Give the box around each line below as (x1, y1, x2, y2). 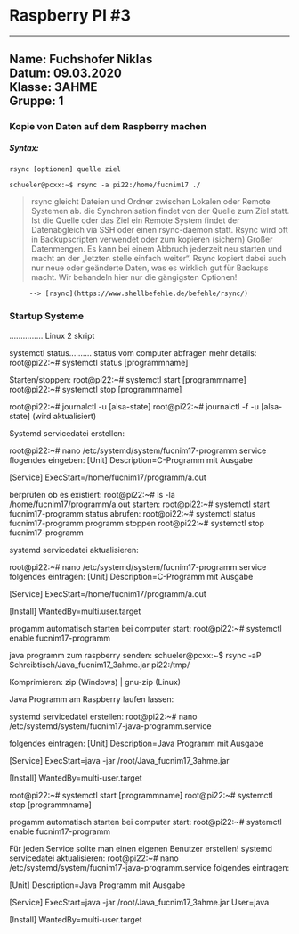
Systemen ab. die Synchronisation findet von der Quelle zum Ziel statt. (30, 206, 290, 217)
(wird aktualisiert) (32, 410, 97, 421)
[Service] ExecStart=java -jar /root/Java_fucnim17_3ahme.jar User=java (9, 897, 270, 907)
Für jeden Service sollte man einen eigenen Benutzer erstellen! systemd (9, 843, 273, 854)
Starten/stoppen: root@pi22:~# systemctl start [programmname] (9, 374, 246, 384)
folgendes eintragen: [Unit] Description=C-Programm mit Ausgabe (9, 571, 254, 582)
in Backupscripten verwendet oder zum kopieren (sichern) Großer (30, 234, 273, 245)
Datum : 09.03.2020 (9, 66, 122, 81)
